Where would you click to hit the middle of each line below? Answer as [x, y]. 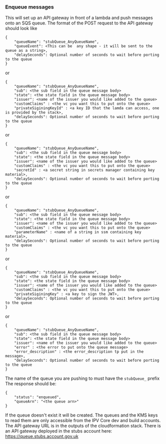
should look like [21, 28]
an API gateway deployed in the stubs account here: [59, 431]
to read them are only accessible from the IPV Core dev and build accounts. [83, 421]
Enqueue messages [29, 7]
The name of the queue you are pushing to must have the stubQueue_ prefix [83, 378]
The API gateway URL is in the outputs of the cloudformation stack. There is [83, 426]
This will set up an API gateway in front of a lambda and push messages [79, 18]
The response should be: [31, 384]
